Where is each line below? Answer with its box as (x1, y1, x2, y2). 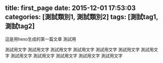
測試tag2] (5, 22, 35, 31)
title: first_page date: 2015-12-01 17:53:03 (5, 4, 136, 12)
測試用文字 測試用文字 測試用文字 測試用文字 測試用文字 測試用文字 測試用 (5, 46, 154, 52)
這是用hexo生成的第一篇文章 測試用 (5, 36, 76, 42)
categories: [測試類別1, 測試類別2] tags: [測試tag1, (5, 13, 158, 21)
